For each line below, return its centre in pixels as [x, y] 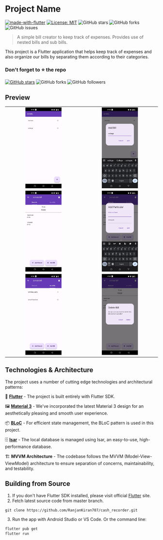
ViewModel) [17, 463]
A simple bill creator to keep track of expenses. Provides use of [80, 37]
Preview [18, 98]
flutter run [17, 534]
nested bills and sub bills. [42, 42]
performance [18, 447]
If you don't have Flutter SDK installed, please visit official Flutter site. [81, 495]
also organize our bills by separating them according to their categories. [77, 56]
